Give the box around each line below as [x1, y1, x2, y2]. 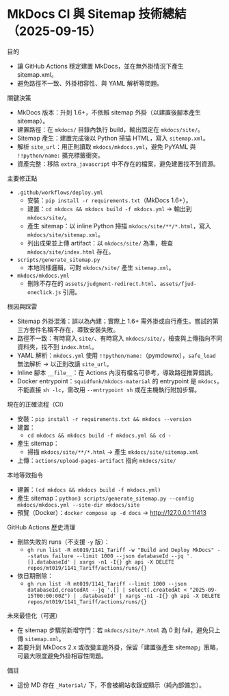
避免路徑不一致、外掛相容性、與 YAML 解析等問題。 [16, 79, 163, 87]
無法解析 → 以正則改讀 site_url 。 [16, 359, 113, 368]
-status [27, 553, 49, 560]
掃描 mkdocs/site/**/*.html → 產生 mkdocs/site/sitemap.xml [27, 447, 199, 456]
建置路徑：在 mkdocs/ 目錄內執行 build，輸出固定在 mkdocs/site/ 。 [16, 125, 204, 134]
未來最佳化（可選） [7, 611, 62, 619]
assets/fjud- [159, 280, 197, 287]
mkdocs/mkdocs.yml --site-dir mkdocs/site [16, 501, 140, 508]
